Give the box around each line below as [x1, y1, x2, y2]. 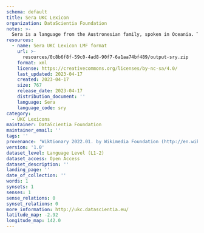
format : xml [17, 59, 47, 66]
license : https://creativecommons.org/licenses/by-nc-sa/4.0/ [17, 65, 178, 72]
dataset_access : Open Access [6, 155, 80, 161]
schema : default [6, 8, 47, 15]
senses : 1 [6, 189, 32, 195]
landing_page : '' [6, 167, 50, 173]
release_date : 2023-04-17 [17, 88, 83, 94]
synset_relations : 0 [6, 201, 59, 207]
